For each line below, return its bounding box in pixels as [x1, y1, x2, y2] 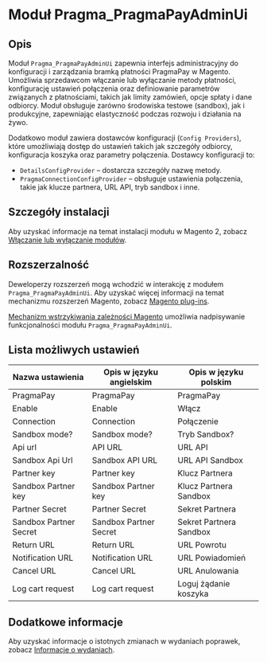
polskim [200, 377, 232, 388]
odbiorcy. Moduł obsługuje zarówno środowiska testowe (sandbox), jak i [8, 101, 245, 110]
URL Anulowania [177, 566, 239, 577]
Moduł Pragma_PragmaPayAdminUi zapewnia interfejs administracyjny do [8, 58, 238, 68]
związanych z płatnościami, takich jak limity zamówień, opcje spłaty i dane [8, 92, 253, 101]
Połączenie [177, 416, 219, 427]
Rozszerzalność [8, 258, 90, 272]
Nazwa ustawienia [12, 372, 84, 383]
